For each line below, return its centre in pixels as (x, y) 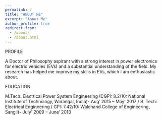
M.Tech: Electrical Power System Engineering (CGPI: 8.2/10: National (75, 96)
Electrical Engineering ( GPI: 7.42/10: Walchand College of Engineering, (78, 107)
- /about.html (24, 38)
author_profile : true (27, 24)
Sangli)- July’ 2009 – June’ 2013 (38, 112)
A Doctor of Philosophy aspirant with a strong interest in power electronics (81, 61)
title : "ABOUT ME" (24, 14)
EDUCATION (18, 86)
